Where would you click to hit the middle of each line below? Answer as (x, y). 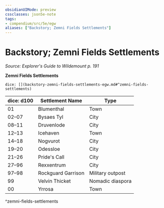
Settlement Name (61, 101)
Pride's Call (51, 157)
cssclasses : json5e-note (31, 14)
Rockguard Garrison (61, 173)
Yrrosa (46, 189)
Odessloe (49, 149)
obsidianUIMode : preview (31, 10)
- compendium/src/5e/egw (31, 23)
